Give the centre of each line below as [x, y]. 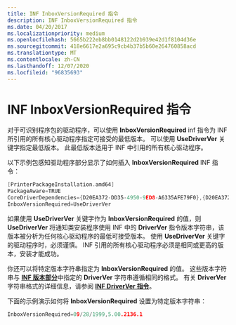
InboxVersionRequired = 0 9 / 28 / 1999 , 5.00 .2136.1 [75, 314]
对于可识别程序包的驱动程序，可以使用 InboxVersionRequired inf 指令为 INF [117, 130]
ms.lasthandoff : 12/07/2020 [48, 66]
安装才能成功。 [41, 253]
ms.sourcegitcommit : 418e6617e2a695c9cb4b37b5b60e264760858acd [102, 46]
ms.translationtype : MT [42, 53]
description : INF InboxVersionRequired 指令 [72, 20]
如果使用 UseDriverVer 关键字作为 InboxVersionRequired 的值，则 [104, 218]
